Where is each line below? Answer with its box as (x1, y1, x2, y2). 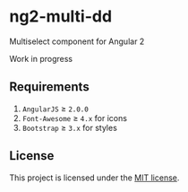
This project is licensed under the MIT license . (9, 172, 180, 183)
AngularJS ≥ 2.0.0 (21, 103, 90, 114)
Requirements (9, 79, 90, 95)
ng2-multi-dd (9, 6, 113, 27)
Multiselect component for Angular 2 (9, 36, 145, 47)
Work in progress (9, 53, 73, 64)
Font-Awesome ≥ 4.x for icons (21, 112, 128, 123)
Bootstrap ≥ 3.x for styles (21, 122, 118, 133)
